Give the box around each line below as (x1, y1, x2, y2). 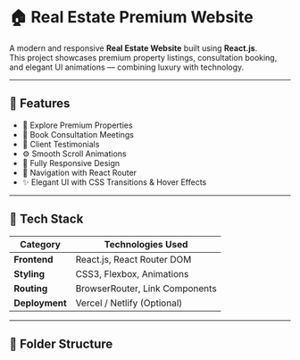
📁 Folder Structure (9, 336, 113, 351)
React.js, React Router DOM (75, 253, 192, 265)
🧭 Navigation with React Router (21, 167, 137, 178)
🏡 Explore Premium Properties (21, 120, 133, 130)
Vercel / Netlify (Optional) (75, 297, 183, 309)
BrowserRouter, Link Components (75, 282, 217, 295)
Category (19, 238, 61, 250)
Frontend (13, 253, 54, 265)
